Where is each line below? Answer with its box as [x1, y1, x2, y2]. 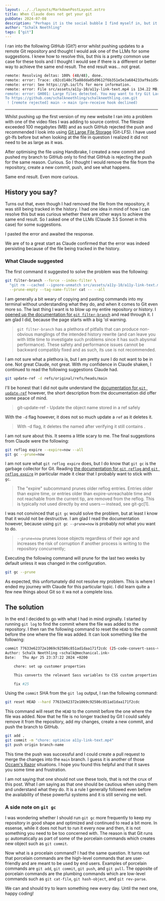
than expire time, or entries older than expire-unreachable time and [16, 491, 151, 497]
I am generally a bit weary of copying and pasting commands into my [5, 296, 143, 302]
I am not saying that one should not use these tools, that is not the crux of [5, 776, 152, 782]
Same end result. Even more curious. [5, 174, 79, 180]
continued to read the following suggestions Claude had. [5, 366, 118, 372]
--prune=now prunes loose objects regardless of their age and [16, 536, 140, 541]
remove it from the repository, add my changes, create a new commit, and [5, 719, 153, 725]
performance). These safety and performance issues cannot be [16, 342, 145, 347]
